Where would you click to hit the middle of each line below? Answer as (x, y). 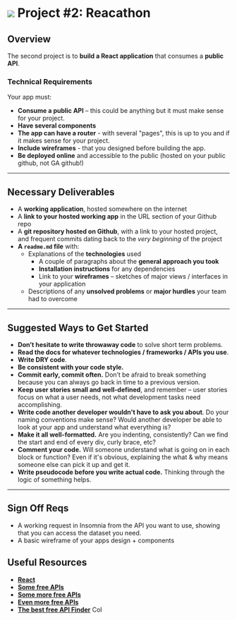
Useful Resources (47, 563)
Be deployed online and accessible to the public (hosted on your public (121, 156)
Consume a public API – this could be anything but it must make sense (121, 111)
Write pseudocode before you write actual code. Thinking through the (121, 472)
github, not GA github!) (51, 163)
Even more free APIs (48, 602)
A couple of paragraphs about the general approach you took (129, 262)
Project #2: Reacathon (84, 13)
